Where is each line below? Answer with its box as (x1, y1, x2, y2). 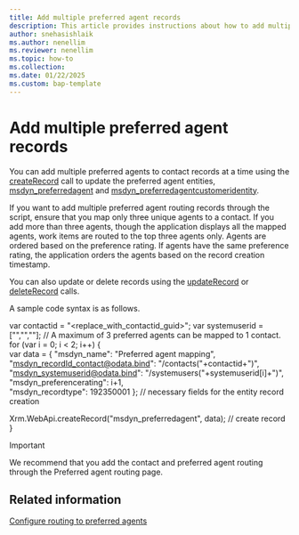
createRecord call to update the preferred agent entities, (9, 175, 216, 186)
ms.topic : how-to (9, 54, 74, 63)
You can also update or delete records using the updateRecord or (9, 276, 249, 287)
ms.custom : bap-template (9, 79, 101, 88)
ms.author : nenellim (9, 37, 86, 47)
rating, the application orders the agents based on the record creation (9, 249, 265, 260)
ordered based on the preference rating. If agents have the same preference (9, 239, 289, 250)
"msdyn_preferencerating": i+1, (9, 377, 124, 387)
